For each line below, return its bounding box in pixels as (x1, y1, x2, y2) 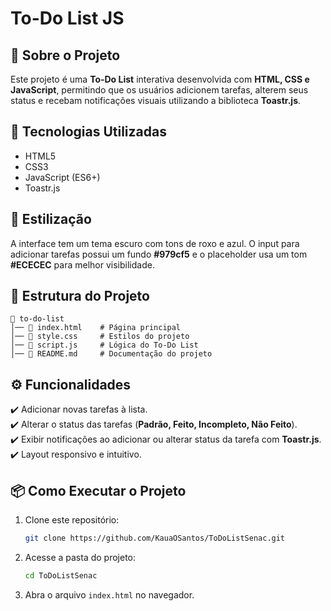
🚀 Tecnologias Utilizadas (10, 123, 167, 141)
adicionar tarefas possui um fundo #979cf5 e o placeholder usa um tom (10, 248, 308, 260)
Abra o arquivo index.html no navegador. (24, 588, 195, 601)
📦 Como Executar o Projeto (10, 482, 187, 499)
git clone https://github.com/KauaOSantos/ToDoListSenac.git (24, 533, 286, 544)
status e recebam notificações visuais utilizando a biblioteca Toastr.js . (10, 95, 302, 106)
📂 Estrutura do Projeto (10, 288, 150, 305)
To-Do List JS (10, 7, 125, 30)
